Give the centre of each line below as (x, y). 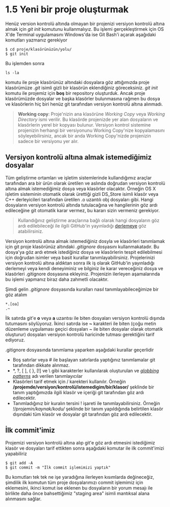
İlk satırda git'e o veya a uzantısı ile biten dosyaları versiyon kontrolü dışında (85, 318)
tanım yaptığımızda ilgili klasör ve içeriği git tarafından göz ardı (78, 392)
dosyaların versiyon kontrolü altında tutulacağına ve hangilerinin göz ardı (81, 205)
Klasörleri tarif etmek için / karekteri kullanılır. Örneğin (69, 381)
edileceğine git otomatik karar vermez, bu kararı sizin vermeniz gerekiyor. (82, 210)
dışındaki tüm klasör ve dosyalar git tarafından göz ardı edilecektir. (82, 414)
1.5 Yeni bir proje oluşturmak (67, 9)
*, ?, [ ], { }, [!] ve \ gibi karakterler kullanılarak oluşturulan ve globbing (86, 371)
